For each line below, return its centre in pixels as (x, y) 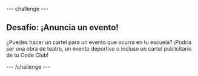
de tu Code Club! (28, 55)
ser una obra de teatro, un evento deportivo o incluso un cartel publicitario (99, 48)
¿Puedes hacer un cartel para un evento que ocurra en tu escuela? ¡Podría (99, 42)
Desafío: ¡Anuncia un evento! (63, 27)
